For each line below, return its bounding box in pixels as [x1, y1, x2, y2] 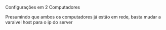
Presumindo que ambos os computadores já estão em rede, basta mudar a [5, 14, 161, 19]
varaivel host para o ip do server [5, 19, 73, 25]
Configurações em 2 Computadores [5, 4, 80, 10]
